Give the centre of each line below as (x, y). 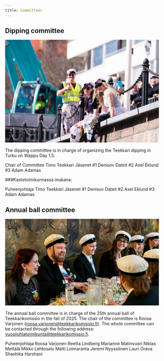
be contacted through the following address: (50, 329)
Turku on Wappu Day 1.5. (30, 156)
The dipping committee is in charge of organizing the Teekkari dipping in (78, 150)
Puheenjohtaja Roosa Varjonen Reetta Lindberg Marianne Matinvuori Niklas (81, 344)
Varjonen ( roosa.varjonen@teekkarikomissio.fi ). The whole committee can (80, 324)
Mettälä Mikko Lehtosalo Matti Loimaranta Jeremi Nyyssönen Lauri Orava (79, 349)
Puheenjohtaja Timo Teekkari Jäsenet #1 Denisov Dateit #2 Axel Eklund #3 (80, 189)
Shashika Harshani (24, 354)
